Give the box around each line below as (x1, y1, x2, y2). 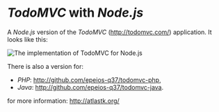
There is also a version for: (7, 62, 83, 70)
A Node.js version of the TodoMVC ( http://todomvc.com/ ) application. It (7, 28, 212, 36)
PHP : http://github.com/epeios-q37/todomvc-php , (17, 75, 161, 84)
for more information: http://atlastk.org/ (7, 96, 120, 105)
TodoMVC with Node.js (7, 5, 144, 21)
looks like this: (7, 35, 49, 43)
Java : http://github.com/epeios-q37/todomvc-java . (17, 83, 164, 91)
